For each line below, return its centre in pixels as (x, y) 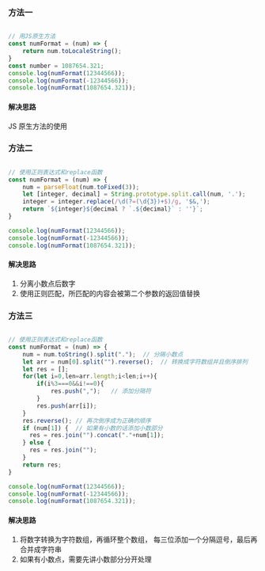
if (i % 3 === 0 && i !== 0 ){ (70, 384)
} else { (37, 443)
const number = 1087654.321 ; (56, 66)
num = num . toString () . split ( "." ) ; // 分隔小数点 (103, 354)
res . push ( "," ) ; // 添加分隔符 (101, 391)
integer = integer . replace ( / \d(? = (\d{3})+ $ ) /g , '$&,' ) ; (117, 202)
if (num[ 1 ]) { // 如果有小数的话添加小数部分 (93, 428)
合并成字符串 (40, 549)
